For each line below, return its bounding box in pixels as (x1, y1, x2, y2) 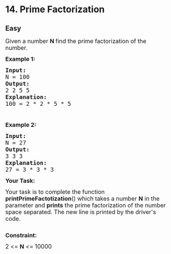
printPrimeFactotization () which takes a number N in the (5, 195, 160, 202)
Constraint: (5, 232, 37, 239)
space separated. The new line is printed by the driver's (5, 209, 157, 216)
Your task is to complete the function (5, 188, 105, 195)
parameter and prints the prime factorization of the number (5, 202, 166, 209)
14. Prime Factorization (5, 4, 105, 15)
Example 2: (5, 121, 37, 128)
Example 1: (5, 55, 36, 62)
